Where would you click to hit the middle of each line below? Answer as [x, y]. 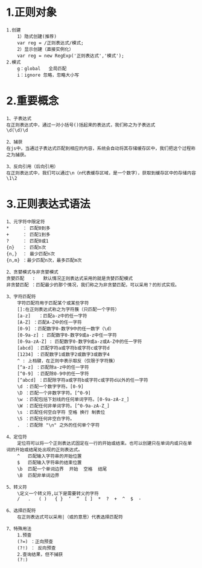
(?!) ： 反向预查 [36, 548]
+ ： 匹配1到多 [28, 234]
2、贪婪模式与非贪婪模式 [32, 272]
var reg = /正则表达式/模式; [50, 43]
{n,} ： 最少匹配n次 [31, 254]
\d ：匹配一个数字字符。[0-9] [50, 387]
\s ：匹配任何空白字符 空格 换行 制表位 [61, 412]
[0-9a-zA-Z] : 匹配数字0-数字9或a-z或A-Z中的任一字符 [80, 341]
